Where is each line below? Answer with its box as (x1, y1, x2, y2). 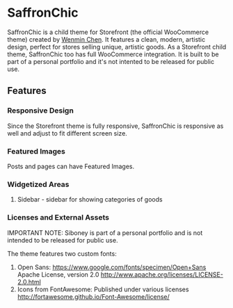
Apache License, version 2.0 (17, 270, 99, 279)
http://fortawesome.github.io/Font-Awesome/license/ (17, 292, 170, 300)
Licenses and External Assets (7, 213, 110, 222)
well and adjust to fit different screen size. (7, 129, 127, 137)
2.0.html (17, 277, 42, 286)
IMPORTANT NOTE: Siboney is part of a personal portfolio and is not (7, 228, 203, 237)
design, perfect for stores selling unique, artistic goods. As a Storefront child (7, 42, 227, 51)
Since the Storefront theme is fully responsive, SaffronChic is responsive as (7, 122, 224, 130)
